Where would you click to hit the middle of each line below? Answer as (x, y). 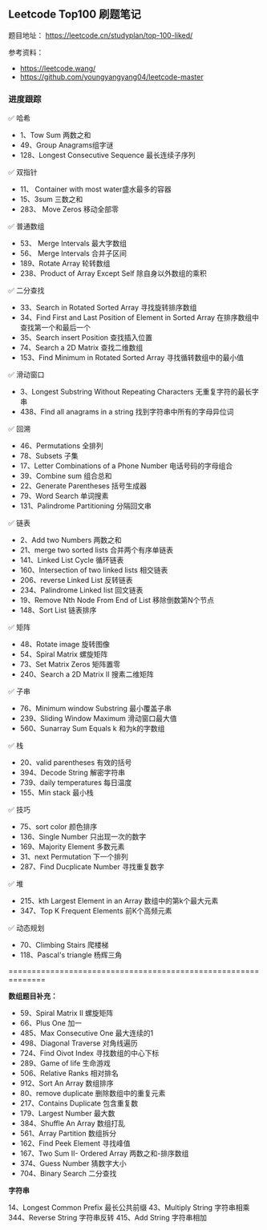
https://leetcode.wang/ (58, 68)
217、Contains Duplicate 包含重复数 (79, 1103)
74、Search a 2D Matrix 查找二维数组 (81, 348)
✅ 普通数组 (26, 226)
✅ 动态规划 (26, 928)
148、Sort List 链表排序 (58, 610)
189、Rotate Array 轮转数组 (65, 264)
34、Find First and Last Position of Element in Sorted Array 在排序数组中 (139, 318)
